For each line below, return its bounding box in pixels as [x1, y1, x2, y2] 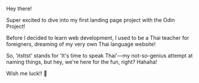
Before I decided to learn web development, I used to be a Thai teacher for [6, 34, 189, 41]
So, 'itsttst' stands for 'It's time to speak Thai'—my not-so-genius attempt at [6, 52, 193, 59]
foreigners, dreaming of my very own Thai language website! [6, 41, 156, 47]
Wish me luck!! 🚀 [6, 70, 48, 76]
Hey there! [6, 5, 32, 12]
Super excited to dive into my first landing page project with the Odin [6, 17, 175, 23]
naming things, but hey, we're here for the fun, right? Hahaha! [6, 59, 157, 65]
